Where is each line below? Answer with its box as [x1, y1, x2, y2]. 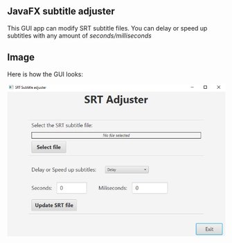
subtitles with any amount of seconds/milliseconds [7, 31, 152, 40]
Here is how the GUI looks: [7, 69, 84, 78]
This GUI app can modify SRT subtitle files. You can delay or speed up [7, 24, 208, 32]
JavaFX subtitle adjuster [7, 6, 116, 17]
